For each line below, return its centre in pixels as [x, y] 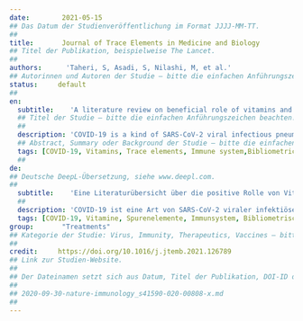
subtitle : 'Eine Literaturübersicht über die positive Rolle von [149, 193]
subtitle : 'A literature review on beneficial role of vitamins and [155, 110]
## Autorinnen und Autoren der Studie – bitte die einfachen [127, 76]
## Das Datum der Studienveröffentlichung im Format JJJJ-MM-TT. [134, 26]
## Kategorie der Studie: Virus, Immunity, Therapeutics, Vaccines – [143, 235]
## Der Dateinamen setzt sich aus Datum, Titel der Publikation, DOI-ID [149, 277]
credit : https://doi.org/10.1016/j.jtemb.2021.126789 [120, 252]
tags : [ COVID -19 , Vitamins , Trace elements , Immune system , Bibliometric [157, 151]
